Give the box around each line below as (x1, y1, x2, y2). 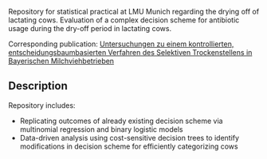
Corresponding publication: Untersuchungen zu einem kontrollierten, (8, 39, 234, 49)
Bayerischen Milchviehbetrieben (8, 56, 114, 66)
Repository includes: (8, 100, 76, 110)
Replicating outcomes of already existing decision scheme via (19, 116, 223, 125)
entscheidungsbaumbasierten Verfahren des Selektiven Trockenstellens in (8, 48, 253, 57)
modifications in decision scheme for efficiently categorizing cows (19, 141, 238, 151)
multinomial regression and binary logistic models (19, 124, 183, 134)
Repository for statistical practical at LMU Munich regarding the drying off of (8, 7, 260, 16)
